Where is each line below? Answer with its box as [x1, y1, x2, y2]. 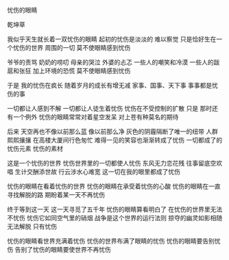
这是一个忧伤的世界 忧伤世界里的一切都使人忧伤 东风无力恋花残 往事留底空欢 [7, 159, 223, 167]
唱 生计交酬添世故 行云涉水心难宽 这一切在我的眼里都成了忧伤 [7, 168, 180, 176]
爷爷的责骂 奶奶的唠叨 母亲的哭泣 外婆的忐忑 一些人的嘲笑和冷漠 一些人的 [7, 58, 214, 66]
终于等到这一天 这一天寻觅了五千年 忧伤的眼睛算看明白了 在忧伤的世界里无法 [7, 205, 223, 213]
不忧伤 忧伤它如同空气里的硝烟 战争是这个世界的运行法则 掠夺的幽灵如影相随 [7, 214, 223, 222]
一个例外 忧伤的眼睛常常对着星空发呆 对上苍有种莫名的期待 [12, 113, 179, 121]
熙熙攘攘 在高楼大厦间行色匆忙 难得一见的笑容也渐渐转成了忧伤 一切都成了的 [7, 136, 223, 144]
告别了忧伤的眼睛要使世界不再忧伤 [14, 246, 111, 253]
